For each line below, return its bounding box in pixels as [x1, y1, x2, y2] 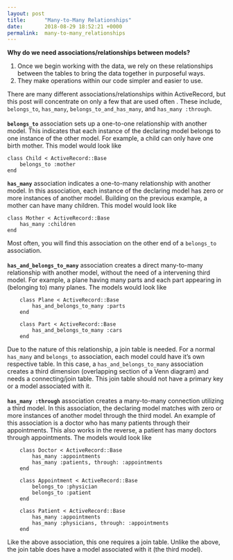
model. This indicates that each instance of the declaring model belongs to [7, 127, 221, 135]
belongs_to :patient [32, 489, 92, 496]
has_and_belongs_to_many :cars [32, 327, 123, 334]
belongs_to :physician [32, 483, 98, 491]
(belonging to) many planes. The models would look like [7, 283, 167, 292]
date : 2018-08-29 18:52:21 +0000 [7, 23, 123, 30]
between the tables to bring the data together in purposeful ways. [17, 69, 206, 78]
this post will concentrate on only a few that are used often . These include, [7, 98, 223, 106]
